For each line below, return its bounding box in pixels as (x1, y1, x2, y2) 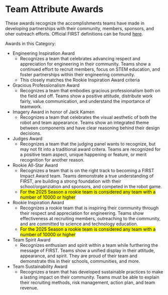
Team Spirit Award (12, 237, 51, 243)
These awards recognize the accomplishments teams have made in (5, 20, 144, 26)
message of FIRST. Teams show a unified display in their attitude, (20, 247, 155, 253)
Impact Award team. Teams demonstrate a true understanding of (20, 173, 154, 179)
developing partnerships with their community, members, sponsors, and (5, 25, 154, 31)
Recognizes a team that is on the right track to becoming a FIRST (20, 167, 154, 174)
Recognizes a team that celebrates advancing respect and (20, 55, 140, 61)
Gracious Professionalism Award (12, 82, 80, 88)
